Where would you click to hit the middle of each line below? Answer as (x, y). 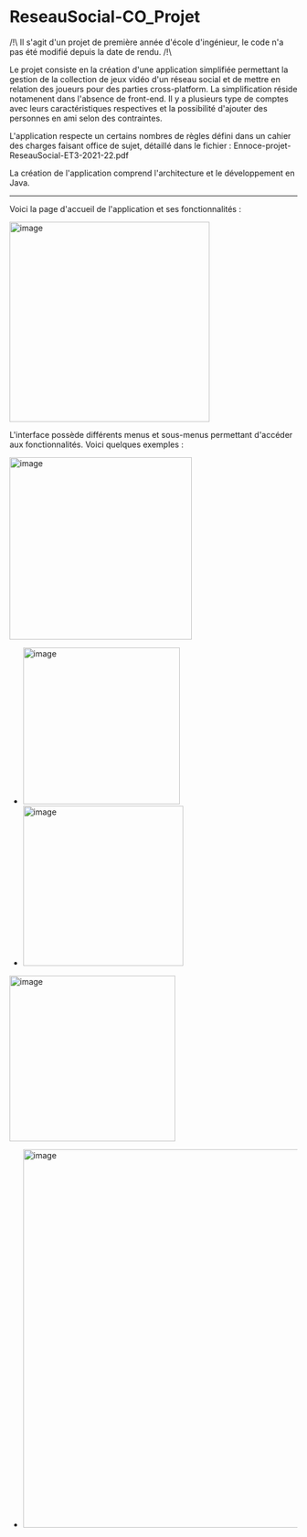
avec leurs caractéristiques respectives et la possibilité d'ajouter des (138, 108)
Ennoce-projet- (262, 145)
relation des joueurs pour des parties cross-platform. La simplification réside (153, 89)
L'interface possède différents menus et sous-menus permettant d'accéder (151, 434)
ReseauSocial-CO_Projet (105, 17)
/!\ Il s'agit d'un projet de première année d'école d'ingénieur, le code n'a (147, 42)
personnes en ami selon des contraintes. (86, 118)
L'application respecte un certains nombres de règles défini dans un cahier (150, 135)
